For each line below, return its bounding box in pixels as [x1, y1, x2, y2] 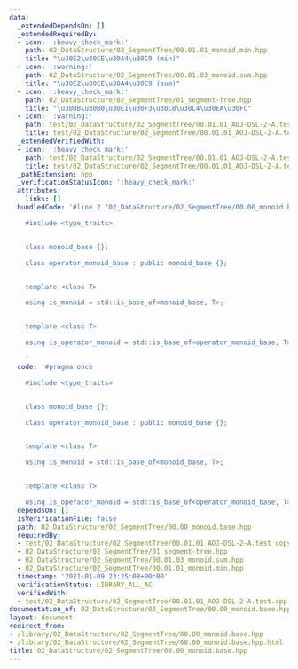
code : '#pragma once [17, 362, 93, 371]
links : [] [25, 194, 62, 204]
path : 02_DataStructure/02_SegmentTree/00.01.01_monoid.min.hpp [25, 46, 268, 55]
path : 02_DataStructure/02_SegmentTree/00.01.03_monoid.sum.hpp [25, 71, 268, 80]
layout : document [9, 613, 74, 622]
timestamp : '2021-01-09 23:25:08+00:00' [17, 571, 169, 581]
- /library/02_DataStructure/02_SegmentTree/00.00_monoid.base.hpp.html [9, 638, 284, 647]
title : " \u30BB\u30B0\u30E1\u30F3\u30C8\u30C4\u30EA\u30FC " [25, 104, 252, 113]
